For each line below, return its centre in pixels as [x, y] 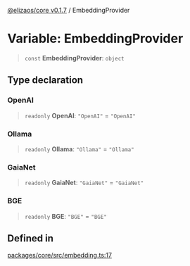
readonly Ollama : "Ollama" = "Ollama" [80, 149]
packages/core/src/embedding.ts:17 [60, 255]
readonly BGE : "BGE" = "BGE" [66, 216]
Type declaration [45, 80]
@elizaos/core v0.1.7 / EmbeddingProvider [69, 10]
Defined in [31, 238]
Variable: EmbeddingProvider [95, 39]
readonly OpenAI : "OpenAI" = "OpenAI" [80, 115]
